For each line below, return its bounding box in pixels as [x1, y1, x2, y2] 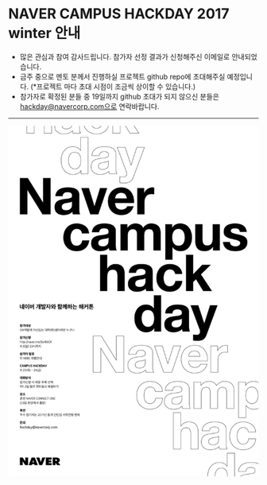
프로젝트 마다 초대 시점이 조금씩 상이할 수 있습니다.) [36, 81, 196, 91]
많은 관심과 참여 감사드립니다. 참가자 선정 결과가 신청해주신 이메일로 [19, 52, 230, 61]
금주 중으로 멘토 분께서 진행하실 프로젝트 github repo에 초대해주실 [19, 72, 226, 81]
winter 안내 [8, 25, 81, 42]
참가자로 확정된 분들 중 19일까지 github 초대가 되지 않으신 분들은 [19, 91, 220, 101]
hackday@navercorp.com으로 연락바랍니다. [19, 101, 160, 111]
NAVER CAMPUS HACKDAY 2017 [8, 5, 230, 23]
